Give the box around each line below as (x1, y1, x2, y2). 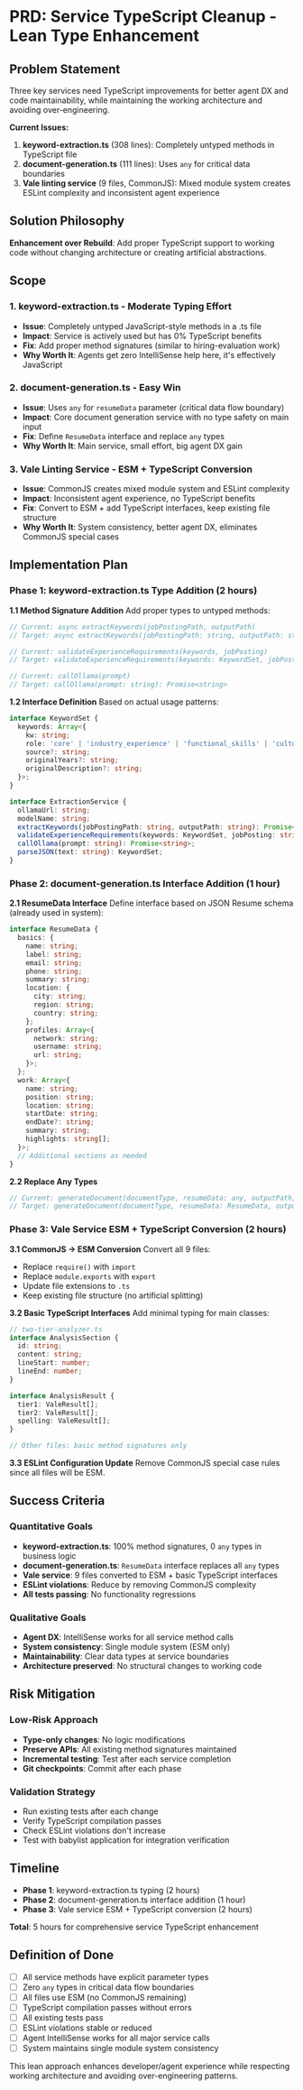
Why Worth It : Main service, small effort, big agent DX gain (22, 440, 243, 451)
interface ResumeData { (9, 925, 99, 935)
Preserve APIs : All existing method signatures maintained (22, 1744, 237, 1754)
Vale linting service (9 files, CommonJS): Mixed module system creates (22, 178, 291, 189)
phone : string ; (25, 967, 83, 976)
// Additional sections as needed (17, 1151, 147, 1160)
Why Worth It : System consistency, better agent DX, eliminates (22, 521, 258, 533)
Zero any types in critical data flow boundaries (22, 1982, 195, 1993)
